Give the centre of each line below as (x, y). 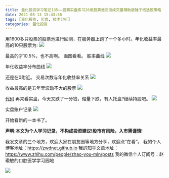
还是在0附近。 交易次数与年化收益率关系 (47, 77)
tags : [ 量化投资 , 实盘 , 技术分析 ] (38, 19)
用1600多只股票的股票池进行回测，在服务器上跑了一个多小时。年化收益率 (81, 39)
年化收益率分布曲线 (25, 67)
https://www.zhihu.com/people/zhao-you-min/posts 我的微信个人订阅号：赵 (85, 154)
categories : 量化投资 (27, 24)
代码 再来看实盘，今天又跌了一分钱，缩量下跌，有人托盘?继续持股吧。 (78, 99)
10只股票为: (26, 45)
